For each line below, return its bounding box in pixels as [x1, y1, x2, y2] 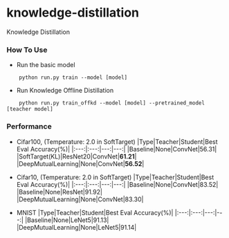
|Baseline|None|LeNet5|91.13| [24, 216, 109, 224]
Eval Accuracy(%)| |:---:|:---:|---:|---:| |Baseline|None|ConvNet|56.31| [16, 145, 217, 153]
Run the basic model [16, 61, 75, 69]
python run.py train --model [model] [19, 74, 128, 81]
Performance [6, 122, 53, 131]
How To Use [6, 45, 48, 55]
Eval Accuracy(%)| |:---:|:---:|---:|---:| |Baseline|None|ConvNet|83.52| [16, 180, 219, 188]
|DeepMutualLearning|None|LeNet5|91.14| [16, 223, 137, 231]
